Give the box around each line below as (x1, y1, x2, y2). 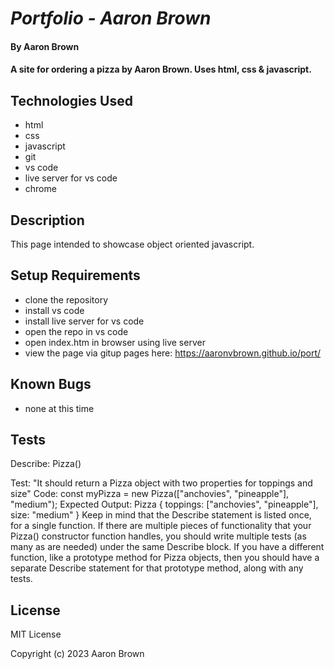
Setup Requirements (10, 267, 141, 284)
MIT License (10, 628, 62, 641)
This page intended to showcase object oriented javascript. (10, 238, 255, 250)
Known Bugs (10, 376, 92, 393)
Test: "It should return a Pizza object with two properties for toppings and (10, 477, 313, 489)
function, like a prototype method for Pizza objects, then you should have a (10, 552, 320, 564)
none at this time (24, 402, 95, 414)
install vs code (24, 304, 85, 316)
